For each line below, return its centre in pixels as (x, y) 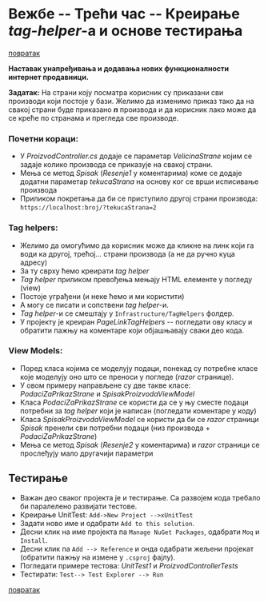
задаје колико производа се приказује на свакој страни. (116, 165)
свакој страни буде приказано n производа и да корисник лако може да (132, 110)
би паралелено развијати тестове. (78, 506)
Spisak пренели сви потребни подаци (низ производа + (115, 428)
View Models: (36, 351)
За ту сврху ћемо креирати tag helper (84, 271)
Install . (34, 540)
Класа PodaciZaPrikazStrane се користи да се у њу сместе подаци (134, 402)
